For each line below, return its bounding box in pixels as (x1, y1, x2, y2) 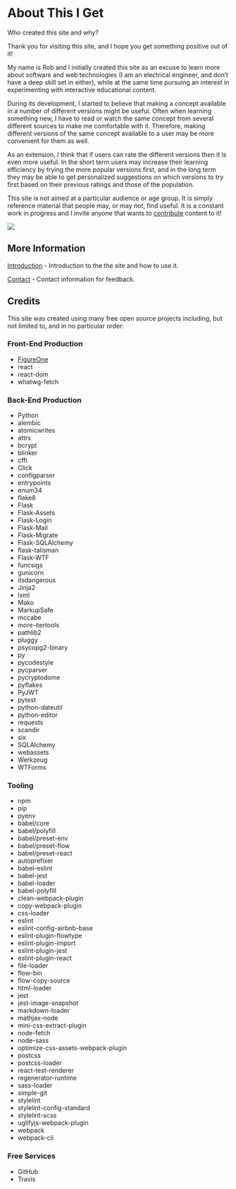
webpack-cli (17, 1133, 54, 1142)
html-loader (17, 984, 52, 992)
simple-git (17, 1089, 47, 1097)
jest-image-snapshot (17, 999, 79, 1007)
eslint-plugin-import (17, 939, 76, 947)
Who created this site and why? (7, 28, 99, 37)
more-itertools (17, 621, 60, 629)
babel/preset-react (17, 849, 73, 858)
